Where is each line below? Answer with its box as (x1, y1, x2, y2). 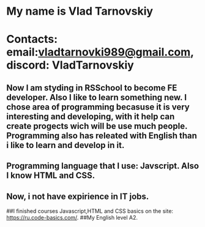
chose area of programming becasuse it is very (6, 102, 190, 112)
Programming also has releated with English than (6, 130, 198, 141)
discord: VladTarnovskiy (6, 58, 135, 72)
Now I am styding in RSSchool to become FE (6, 83, 177, 93)
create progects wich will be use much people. (6, 121, 188, 131)
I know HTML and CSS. (6, 170, 95, 181)
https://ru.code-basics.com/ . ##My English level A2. (6, 214, 138, 221)
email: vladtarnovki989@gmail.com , (6, 45, 194, 59)
